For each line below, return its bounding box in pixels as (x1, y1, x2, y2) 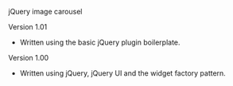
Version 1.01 (8, 22, 48, 31)
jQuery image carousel (8, 7, 83, 16)
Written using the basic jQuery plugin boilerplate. (19, 37, 181, 47)
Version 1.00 (8, 53, 49, 62)
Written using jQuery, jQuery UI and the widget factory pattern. (19, 68, 227, 78)
